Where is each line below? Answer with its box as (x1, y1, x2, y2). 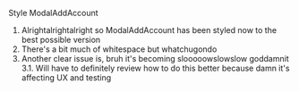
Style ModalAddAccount (8, 8, 99, 18)
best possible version (21, 35, 101, 45)
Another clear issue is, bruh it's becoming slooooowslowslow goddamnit (21, 54, 289, 63)
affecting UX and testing (21, 72, 112, 83)
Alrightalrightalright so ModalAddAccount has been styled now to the (21, 25, 278, 35)
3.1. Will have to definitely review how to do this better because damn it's (21, 63, 290, 73)
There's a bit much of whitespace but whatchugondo (21, 44, 218, 54)
